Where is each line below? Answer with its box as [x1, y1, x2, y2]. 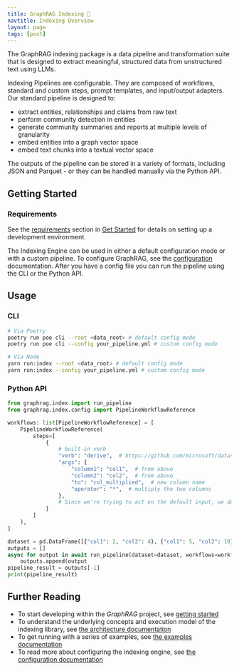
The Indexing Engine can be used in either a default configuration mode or [7, 246, 225, 255]
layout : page [7, 24, 46, 31]
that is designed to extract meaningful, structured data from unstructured [7, 58, 223, 66]
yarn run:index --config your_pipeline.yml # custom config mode [7, 367, 205, 374]
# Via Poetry [7, 327, 46, 335]
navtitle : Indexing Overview [7, 17, 94, 24]
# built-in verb [58, 446, 107, 453]
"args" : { [58, 459, 87, 467]
